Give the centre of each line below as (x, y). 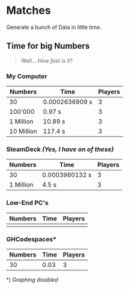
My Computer (27, 76)
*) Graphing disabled (32, 279)
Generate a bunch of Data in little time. (54, 27)
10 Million (23, 131)
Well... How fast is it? (47, 60)
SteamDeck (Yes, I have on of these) (60, 149)
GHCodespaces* (31, 239)
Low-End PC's (28, 203)
